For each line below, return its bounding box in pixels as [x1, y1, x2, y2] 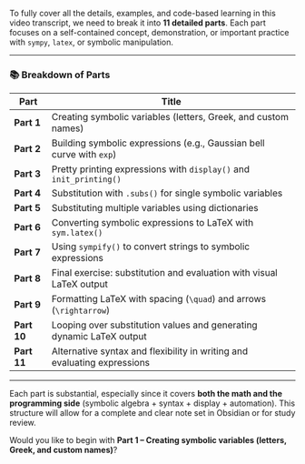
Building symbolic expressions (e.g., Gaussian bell [51, 136, 265, 149]
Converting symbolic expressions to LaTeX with [51, 217, 254, 229]
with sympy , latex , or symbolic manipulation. [9, 36, 174, 47]
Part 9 [14, 298, 41, 311]
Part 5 [14, 202, 41, 215]
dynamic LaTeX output [51, 330, 147, 343]
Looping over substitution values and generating [51, 318, 258, 331]
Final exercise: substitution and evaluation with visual [51, 267, 279, 279]
